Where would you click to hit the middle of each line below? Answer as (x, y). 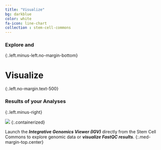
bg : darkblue (18, 14)
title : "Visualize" (25, 10)
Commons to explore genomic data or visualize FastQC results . (70, 137)
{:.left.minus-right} (24, 112)
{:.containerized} (28, 122)
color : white (18, 19)
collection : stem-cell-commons (38, 28)
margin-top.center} (24, 142)
